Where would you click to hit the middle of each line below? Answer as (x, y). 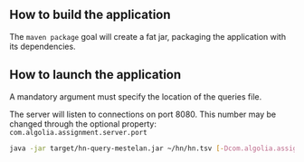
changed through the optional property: (83, 124)
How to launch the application (95, 75)
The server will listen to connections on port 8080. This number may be (143, 114)
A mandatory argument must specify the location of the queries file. (136, 96)
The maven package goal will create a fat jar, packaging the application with (148, 36)
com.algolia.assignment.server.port (78, 132)
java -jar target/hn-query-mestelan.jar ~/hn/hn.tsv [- (117, 148)
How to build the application (90, 15)
